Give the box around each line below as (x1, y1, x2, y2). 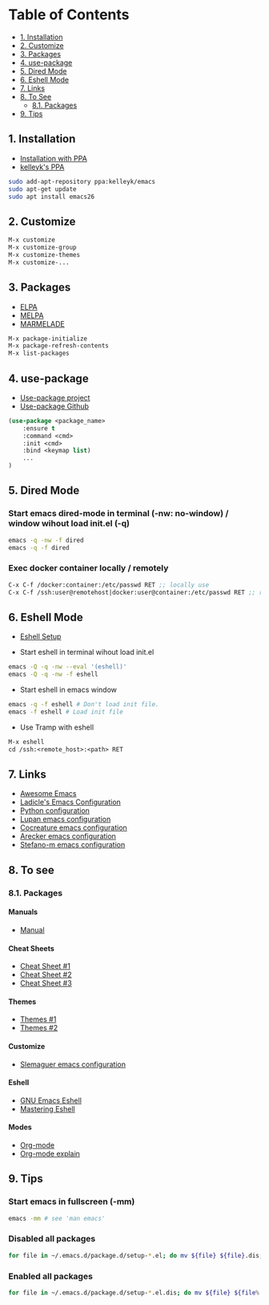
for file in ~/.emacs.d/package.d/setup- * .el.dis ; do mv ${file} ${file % (8, 1288, 260, 1297)
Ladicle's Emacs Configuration (19, 797, 122, 807)
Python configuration (19, 806, 90, 815)
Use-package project (19, 392, 90, 402)
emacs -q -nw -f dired (8, 536, 84, 544)
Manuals (8, 907, 38, 917)
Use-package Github (19, 401, 90, 411)
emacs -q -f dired (8, 543, 70, 551)
